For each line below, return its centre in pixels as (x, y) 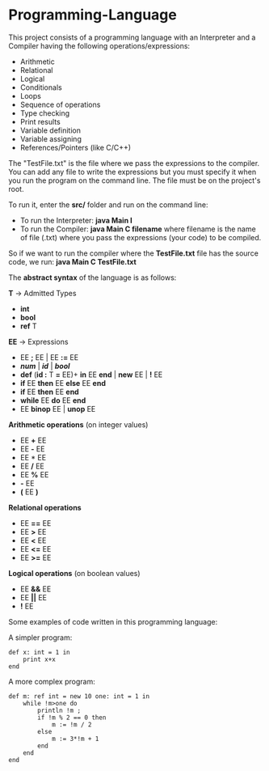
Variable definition (50, 130)
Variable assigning (51, 138)
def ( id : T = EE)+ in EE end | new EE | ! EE (91, 375)
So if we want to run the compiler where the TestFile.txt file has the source (133, 253)
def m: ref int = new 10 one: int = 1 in (79, 696)
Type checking (45, 113)
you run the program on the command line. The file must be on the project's (134, 180)
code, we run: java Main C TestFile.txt (73, 261)
